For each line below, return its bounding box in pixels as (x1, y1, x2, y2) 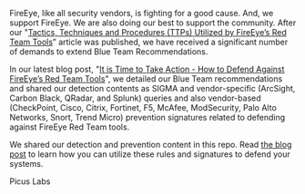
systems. (9, 159, 44, 169)
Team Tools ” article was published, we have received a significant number (9, 36, 289, 47)
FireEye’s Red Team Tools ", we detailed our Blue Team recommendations (9, 73, 283, 84)
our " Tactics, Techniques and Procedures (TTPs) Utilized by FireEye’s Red (9, 27, 287, 37)
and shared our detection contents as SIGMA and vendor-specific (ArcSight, (9, 83, 296, 93)
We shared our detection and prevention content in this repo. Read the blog (9, 140, 292, 150)
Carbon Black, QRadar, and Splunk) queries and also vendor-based (9, 92, 261, 103)
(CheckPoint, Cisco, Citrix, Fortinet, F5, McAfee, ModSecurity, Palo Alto (9, 102, 278, 112)
